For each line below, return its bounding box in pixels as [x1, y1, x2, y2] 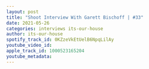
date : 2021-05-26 [6, 20, 50, 26]
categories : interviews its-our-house [6, 25, 103, 32]
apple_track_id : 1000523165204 [6, 48, 85, 54]
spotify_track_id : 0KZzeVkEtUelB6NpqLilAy [6, 37, 114, 43]
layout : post [6, 8, 39, 15]
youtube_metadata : [6, 53, 52, 59]
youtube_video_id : [6, 43, 52, 49]
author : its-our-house [6, 31, 63, 37]
